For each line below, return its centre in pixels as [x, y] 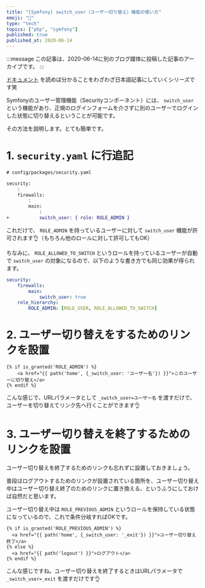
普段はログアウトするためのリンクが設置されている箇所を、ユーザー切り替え [103, 481]
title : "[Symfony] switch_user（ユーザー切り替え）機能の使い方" [84, 12]
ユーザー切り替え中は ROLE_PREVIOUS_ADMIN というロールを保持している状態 [101, 509]
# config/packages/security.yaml [49, 172]
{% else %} [20, 547]
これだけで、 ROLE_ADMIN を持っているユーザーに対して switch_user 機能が [99, 230]
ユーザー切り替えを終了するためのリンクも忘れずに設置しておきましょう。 [100, 468]
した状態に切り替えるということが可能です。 [62, 115]
